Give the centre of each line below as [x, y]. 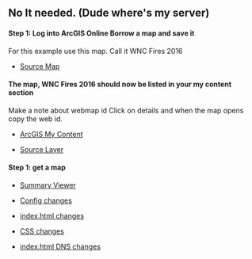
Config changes [46, 200]
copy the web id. [36, 119]
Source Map [40, 66]
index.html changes [52, 216]
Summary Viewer [48, 185]
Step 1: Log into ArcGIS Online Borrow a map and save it [101, 33]
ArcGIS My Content [51, 134]
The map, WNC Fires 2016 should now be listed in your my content [120, 84]
